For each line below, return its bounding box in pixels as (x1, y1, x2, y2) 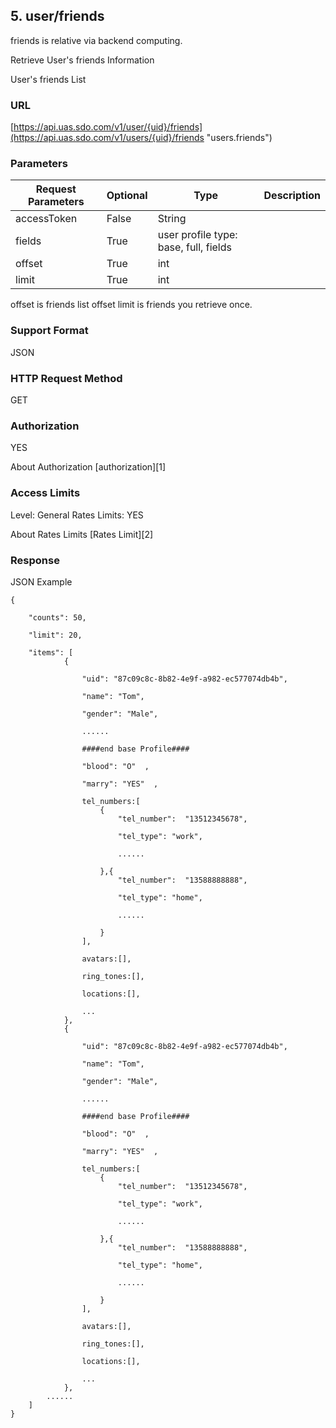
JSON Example (10, 575, 73, 588)
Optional (106, 189, 148, 203)
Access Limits (10, 486, 81, 500)
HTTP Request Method (10, 371, 123, 385)
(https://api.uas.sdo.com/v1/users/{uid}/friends (10, 132, 205, 144)
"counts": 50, (28, 612, 87, 623)
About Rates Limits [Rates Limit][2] (10, 528, 154, 540)
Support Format (10, 324, 89, 338)
